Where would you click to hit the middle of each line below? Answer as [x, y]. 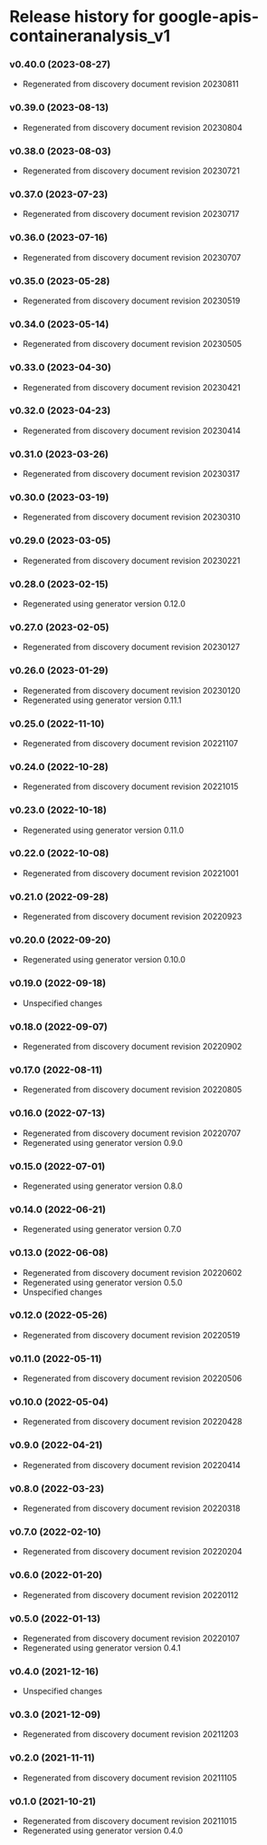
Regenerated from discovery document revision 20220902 [132, 1047]
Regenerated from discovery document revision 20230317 [131, 474]
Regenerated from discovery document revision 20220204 [132, 1552]
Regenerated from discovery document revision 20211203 [130, 1734]
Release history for [82, 17]
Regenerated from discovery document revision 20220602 [132, 1272]
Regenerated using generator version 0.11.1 [102, 700]
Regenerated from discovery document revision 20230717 [131, 214]
